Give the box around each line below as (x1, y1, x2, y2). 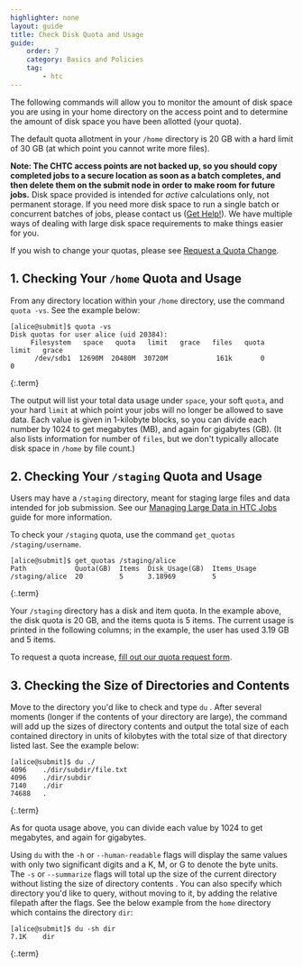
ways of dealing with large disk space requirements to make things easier (10, 217, 284, 228)
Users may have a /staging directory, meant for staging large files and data (10, 493, 290, 503)
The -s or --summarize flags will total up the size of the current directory (10, 869, 278, 880)
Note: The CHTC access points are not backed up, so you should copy (10, 160, 278, 171)
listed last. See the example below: (10, 741, 140, 751)
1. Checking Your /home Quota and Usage (10, 272, 243, 287)
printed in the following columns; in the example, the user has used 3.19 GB (10, 624, 289, 636)
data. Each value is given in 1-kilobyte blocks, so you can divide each (10, 414, 267, 425)
